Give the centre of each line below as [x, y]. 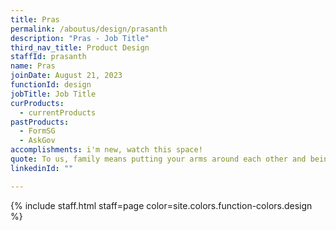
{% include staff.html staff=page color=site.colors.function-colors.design [161, 205]
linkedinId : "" [42, 168]
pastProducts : [40, 122]
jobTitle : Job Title [53, 94]
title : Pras [35, 19]
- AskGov [37, 141]
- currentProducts [58, 112]
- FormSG [37, 131]
